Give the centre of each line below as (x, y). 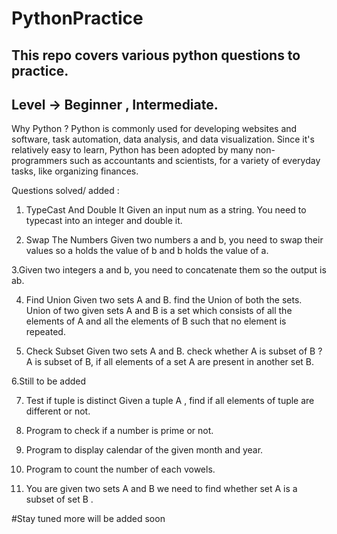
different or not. (58, 411)
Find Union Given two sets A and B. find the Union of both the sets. (164, 300)
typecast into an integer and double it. (104, 221)
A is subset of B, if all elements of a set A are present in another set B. (170, 362)
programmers (39, 161)
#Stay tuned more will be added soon (88, 519)
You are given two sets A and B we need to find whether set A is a (161, 489)
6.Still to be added (49, 381)
